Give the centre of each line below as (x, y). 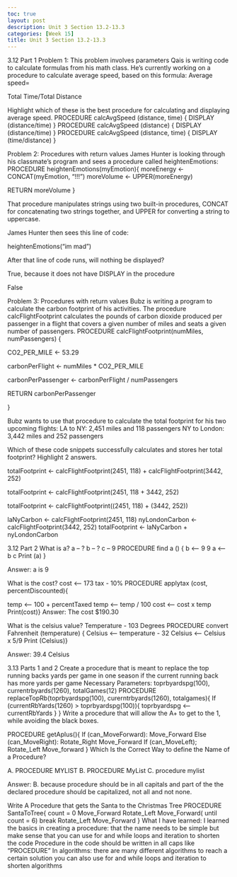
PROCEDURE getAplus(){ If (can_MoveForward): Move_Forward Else (107, 734)
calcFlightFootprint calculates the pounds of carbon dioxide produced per (115, 316)
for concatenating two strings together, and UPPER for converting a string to (118, 211)
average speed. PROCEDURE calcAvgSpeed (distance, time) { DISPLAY (111, 118)
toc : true (22, 14)
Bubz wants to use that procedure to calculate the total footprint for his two (117, 421)
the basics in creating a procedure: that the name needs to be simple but (113, 828)
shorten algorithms (35, 866)
